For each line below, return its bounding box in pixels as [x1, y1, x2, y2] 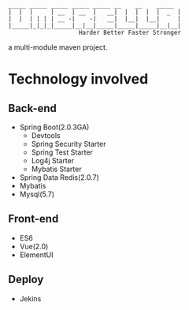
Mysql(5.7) [19, 189, 55, 199]
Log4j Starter [31, 156, 75, 165]
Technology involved [8, 70, 149, 88]
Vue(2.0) [19, 241, 49, 251]
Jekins [19, 293, 42, 303]
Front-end [8, 212, 59, 226]
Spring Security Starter [31, 140, 106, 148]
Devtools [31, 131, 61, 140]
